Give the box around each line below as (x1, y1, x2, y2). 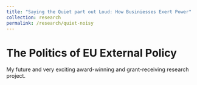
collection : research (6, 14, 61, 20)
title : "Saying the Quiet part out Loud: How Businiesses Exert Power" (6, 8, 192, 15)
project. (6, 72, 26, 80)
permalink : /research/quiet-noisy (6, 20, 94, 26)
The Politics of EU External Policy (6, 46, 178, 60)
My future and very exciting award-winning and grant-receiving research (6, 66, 190, 73)
